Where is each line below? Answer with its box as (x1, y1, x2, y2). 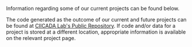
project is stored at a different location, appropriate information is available (6, 28, 186, 35)
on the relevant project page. (6, 35, 76, 41)
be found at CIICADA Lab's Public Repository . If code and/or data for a (6, 23, 176, 29)
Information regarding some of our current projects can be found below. (6, 5, 180, 12)
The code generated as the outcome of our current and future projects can (6, 16, 187, 23)
